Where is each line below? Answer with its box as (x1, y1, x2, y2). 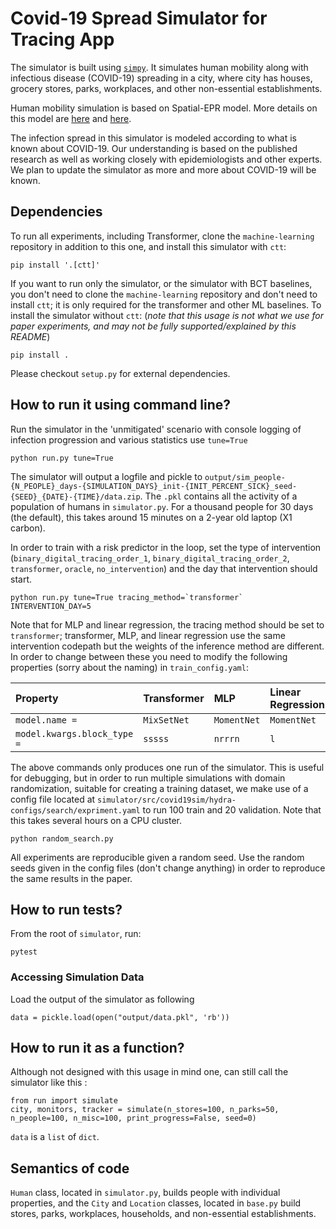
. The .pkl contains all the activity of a (139, 490, 298, 502)
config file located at (10, 793, 96, 805)
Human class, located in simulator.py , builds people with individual (10, 1187, 281, 1199)
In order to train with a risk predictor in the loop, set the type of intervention (10, 541, 322, 553)
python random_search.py (10, 833, 114, 844)
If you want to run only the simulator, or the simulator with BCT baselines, (10, 277, 313, 289)
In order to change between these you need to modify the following (10, 650, 288, 662)
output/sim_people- (204, 472, 286, 482)
